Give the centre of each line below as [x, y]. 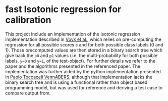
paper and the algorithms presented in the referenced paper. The [73, 66]
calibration [28, 20]
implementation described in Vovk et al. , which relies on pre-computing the [83, 39]
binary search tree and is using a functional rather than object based [76, 82]
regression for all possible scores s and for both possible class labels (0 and [84, 44]
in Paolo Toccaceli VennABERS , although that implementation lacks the [79, 77]
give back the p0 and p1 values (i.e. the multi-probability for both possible [81, 55]
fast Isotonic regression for [63, 9]
